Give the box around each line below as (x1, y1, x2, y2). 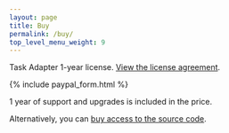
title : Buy (9, 21, 50, 30)
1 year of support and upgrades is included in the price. (9, 97, 213, 107)
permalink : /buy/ (9, 29, 74, 38)
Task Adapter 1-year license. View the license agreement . (9, 62, 221, 73)
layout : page (9, 12, 58, 22)
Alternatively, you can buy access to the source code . (9, 113, 207, 124)
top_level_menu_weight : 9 (9, 37, 105, 47)
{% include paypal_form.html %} (9, 79, 129, 90)
